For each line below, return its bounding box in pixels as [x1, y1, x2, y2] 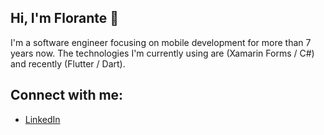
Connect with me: [10, 87, 124, 104]
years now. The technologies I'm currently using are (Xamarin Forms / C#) [10, 47, 315, 59]
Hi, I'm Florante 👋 [10, 10, 120, 27]
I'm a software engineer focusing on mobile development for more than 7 [10, 36, 312, 48]
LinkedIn [24, 113, 61, 125]
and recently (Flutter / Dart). [10, 57, 126, 70]
